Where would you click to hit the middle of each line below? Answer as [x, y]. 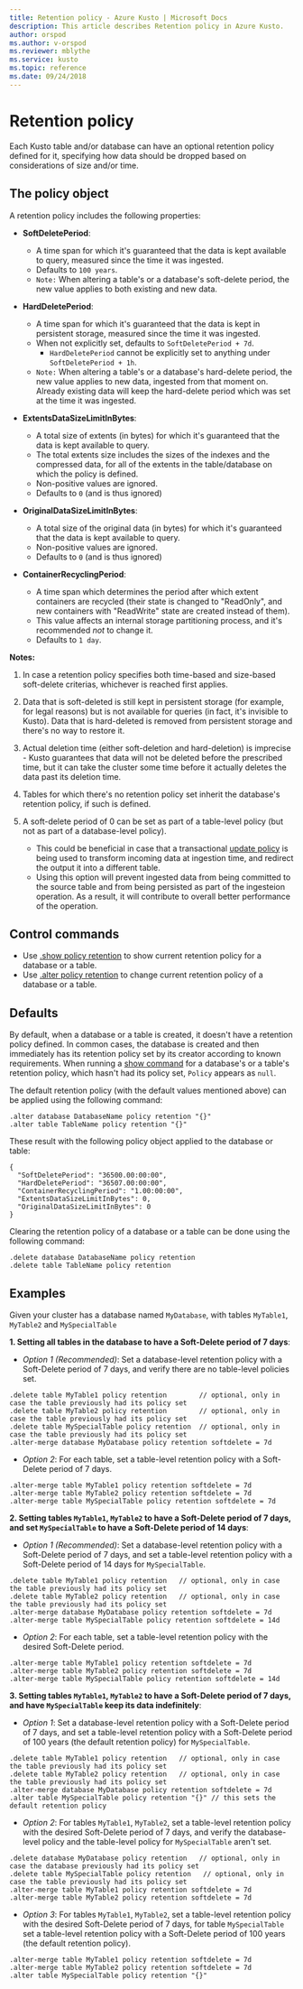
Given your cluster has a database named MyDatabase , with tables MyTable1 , [149, 1315]
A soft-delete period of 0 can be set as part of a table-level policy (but [153, 821]
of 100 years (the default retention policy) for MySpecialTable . [136, 1742]
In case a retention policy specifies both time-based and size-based [149, 674]
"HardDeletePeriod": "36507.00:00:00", [92, 1183]
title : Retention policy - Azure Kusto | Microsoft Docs [119, 18]
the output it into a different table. [98, 867]
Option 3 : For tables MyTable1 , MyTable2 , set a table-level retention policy [156, 1914]
